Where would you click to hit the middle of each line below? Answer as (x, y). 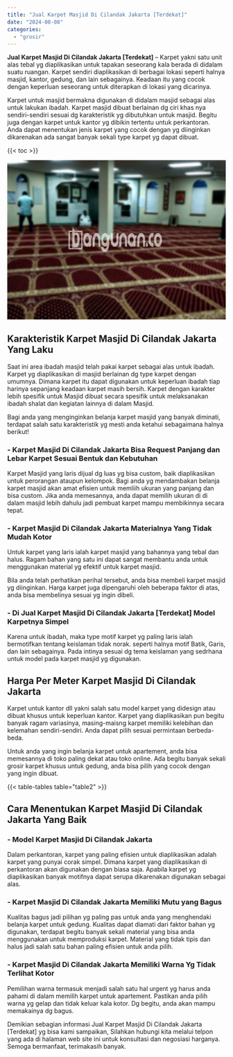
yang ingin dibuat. (33, 774)
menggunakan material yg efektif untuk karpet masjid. (84, 567)
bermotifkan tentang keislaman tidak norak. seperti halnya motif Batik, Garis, (116, 644)
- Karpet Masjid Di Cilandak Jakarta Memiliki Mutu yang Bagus (114, 901)
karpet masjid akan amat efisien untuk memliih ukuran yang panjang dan (111, 488)
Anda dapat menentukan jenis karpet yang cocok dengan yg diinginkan (109, 130)
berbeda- (200, 731)
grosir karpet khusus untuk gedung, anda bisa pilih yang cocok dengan (109, 766)
